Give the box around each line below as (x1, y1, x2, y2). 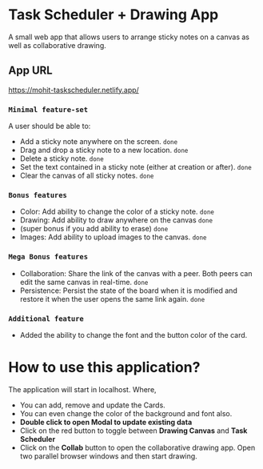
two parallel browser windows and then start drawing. (19, 451, 197, 461)
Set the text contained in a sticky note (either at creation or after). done (19, 162, 252, 172)
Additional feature (8, 314, 84, 323)
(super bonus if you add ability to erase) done (19, 224, 169, 234)
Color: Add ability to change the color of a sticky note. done (19, 206, 214, 217)
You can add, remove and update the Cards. (19, 400, 165, 410)
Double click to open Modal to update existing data (19, 417, 193, 427)
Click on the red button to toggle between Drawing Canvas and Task (19, 426, 248, 435)
